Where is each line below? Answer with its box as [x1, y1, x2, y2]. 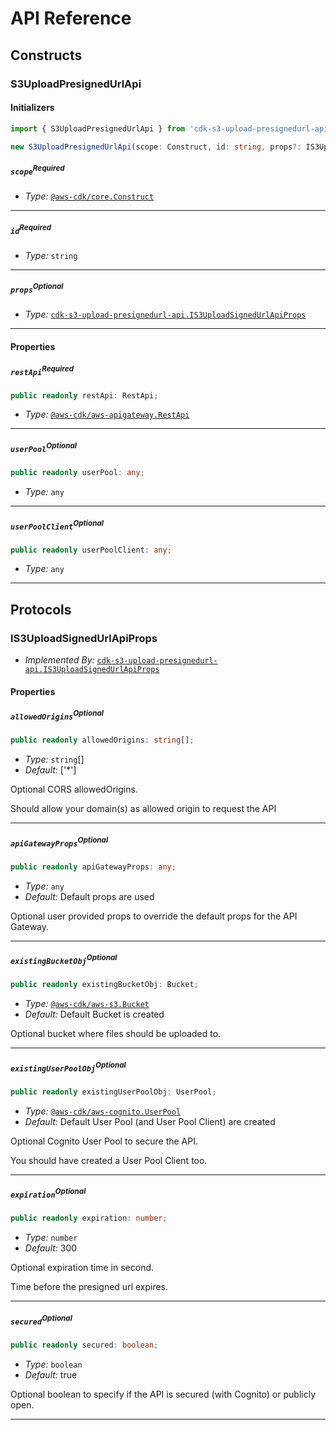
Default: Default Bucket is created [24, 1008, 165, 1021]
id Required [10, 222, 52, 236]
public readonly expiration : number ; [10, 1213, 168, 1224]
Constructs [10, 47, 83, 64]
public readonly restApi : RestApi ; [10, 390, 159, 401]
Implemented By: [24, 654, 95, 666]
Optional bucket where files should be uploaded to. [10, 1028, 222, 1040]
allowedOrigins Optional [10, 708, 104, 722]
